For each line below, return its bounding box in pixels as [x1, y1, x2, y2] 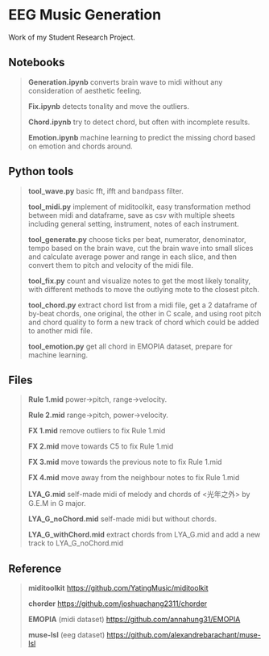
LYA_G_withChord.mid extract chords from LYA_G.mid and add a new [27, 530, 261, 540]
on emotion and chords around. [27, 141, 133, 151]
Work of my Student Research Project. [8, 32, 135, 42]
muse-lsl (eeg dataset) [27, 630, 106, 640]
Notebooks [8, 56, 65, 69]
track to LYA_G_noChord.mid [27, 538, 124, 548]
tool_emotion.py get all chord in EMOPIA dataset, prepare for [27, 341, 233, 351]
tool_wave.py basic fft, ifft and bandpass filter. [27, 186, 184, 195]
